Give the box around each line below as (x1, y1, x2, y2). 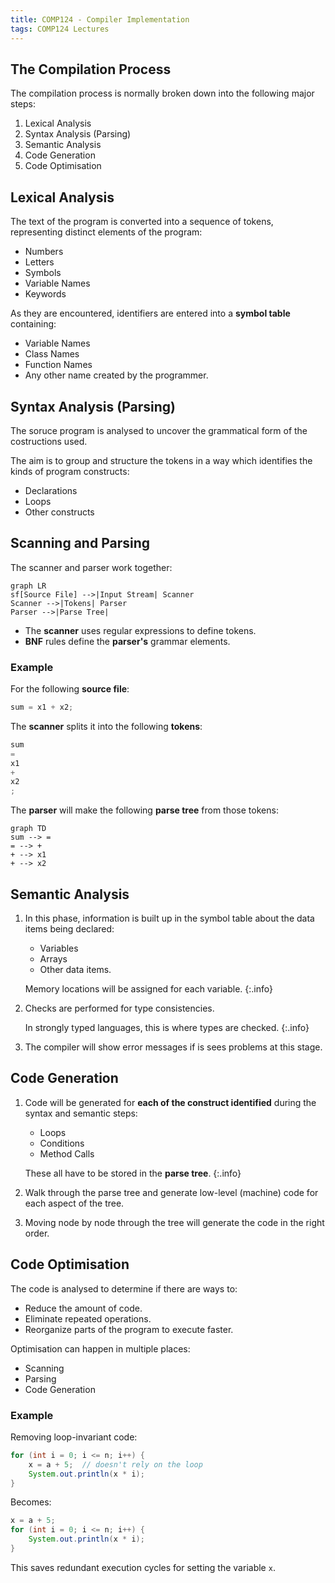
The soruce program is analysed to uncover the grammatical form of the (10, 424, 308, 436)
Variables (39, 942, 79, 954)
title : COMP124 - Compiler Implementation (10, 14, 190, 25)
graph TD (10, 824, 47, 834)
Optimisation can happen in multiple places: (10, 1342, 191, 1355)
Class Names (24, 348, 80, 360)
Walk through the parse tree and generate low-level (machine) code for (24, 1186, 319, 1198)
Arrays (39, 952, 68, 965)
